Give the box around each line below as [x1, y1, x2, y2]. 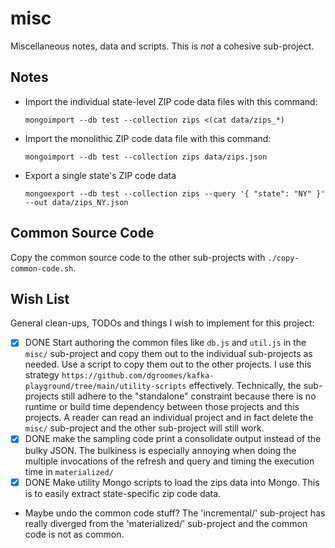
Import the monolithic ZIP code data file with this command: [24, 132, 272, 144]
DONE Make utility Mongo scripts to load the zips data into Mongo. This [24, 476, 320, 488]
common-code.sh [10, 263, 74, 274]
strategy [24, 369, 60, 381]
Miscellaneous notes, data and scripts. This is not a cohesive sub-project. [10, 40, 315, 52]
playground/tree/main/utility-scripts [24, 382, 187, 392]
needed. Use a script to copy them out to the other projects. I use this [24, 358, 312, 371]
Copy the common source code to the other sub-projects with [10, 251, 266, 263]
